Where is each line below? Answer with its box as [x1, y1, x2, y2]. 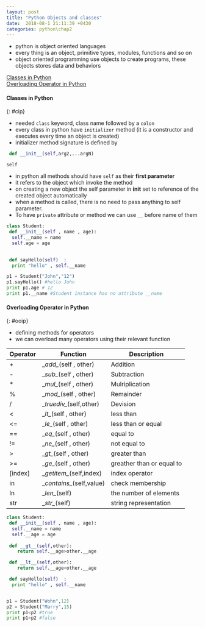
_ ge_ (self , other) [41, 459, 90, 468]
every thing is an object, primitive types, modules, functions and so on [15, 49, 192, 57]
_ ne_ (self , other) [41, 439, 90, 448]
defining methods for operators [15, 329, 95, 336]
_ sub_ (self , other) [41, 370, 94, 378]
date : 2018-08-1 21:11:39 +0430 [6, 20, 92, 26]
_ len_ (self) [41, 489, 72, 497]
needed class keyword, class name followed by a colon [15, 119, 154, 127]
